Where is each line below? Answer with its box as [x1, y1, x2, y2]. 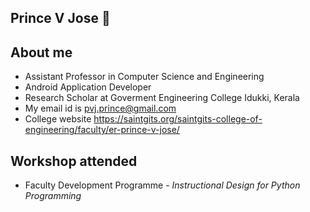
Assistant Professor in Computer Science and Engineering [24, 71, 265, 83]
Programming [24, 190, 82, 202]
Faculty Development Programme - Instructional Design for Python [24, 179, 301, 191]
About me [10, 44, 73, 61]
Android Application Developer [24, 81, 152, 93]
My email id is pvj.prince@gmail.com [24, 102, 177, 115]
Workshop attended [10, 152, 138, 170]
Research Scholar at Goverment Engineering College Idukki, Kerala [24, 92, 300, 104]
